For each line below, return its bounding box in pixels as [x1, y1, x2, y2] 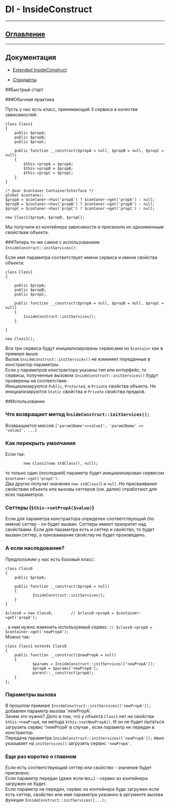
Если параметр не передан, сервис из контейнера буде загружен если [5, 786, 159, 792]
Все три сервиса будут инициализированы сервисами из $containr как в [5, 345, 163, 351]
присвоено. [5, 770, 30, 776]
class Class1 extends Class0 [5, 643, 67, 649]
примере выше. [5, 350, 39, 356]
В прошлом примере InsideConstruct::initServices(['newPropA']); [5, 703, 151, 709]
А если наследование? [5, 545, 65, 552]
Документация [5, 53, 57, 62]
